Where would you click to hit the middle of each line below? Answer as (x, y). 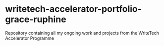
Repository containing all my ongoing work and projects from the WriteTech (82, 33)
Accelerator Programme (30, 38)
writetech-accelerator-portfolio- (74, 9)
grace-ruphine (36, 19)
